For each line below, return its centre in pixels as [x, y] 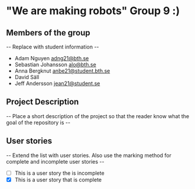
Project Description [43, 102]
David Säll [27, 77]
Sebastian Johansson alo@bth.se [55, 64]
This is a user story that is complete [58, 180]
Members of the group [48, 33]
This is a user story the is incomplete [59, 173]
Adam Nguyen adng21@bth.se [52, 58]
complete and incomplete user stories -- [55, 161]
